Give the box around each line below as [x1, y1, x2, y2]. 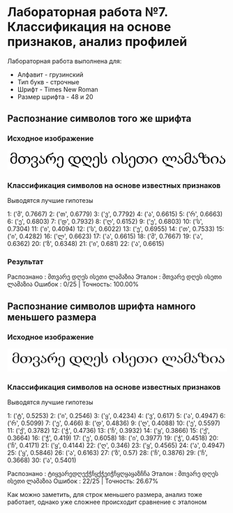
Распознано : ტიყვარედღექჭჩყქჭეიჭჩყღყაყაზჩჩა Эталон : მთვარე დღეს [7, 470, 218, 478]
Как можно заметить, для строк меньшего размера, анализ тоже [7, 491, 202, 499]
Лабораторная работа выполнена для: [7, 56, 122, 65]
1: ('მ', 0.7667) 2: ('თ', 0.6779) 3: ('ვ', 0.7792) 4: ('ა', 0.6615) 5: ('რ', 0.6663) [7, 210, 223, 218]
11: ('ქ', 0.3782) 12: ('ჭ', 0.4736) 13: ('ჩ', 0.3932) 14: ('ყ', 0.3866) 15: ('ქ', [7, 427, 211, 435]
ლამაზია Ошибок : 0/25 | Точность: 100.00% [7, 280, 140, 289]
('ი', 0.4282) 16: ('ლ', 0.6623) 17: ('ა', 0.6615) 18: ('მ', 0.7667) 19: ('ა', [7, 231, 204, 240]
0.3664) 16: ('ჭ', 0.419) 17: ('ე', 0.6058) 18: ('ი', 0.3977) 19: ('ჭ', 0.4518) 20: [7, 434, 218, 443]
